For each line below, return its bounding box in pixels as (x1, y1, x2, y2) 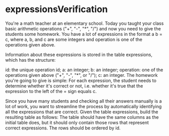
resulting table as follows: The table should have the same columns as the (5, 114, 159, 120)
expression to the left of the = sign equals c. (5, 88, 97, 94)
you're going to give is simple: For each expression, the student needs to (5, 77, 156, 83)
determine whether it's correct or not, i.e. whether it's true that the (5, 82, 143, 89)
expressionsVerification (5, 4, 108, 15)
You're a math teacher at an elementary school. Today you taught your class (5, 20, 164, 26)
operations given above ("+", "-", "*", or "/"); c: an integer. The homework (5, 72, 158, 78)
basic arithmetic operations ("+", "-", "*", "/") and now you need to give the (5, 25, 161, 31)
